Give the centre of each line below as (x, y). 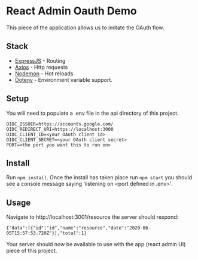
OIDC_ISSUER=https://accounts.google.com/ (60, 124)
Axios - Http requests (41, 67)
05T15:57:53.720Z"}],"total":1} (46, 233)
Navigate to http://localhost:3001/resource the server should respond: (92, 217)
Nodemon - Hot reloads (44, 74)
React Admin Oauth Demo (72, 11)
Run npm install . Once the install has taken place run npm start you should (99, 178)
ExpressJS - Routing (40, 60)
